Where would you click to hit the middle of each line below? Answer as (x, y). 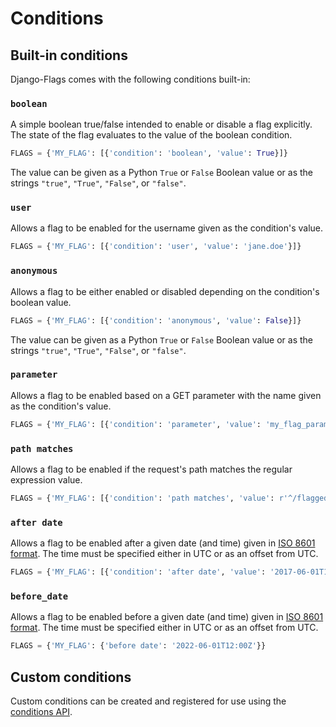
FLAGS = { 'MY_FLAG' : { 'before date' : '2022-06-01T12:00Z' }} (138, 646)
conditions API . (41, 712)
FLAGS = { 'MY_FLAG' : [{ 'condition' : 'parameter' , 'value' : (136, 424)
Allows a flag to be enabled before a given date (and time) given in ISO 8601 (167, 617)
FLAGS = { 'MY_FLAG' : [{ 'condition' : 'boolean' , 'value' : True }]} (149, 153)
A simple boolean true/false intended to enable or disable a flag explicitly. (161, 124)
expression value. (46, 479)
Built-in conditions (69, 55)
